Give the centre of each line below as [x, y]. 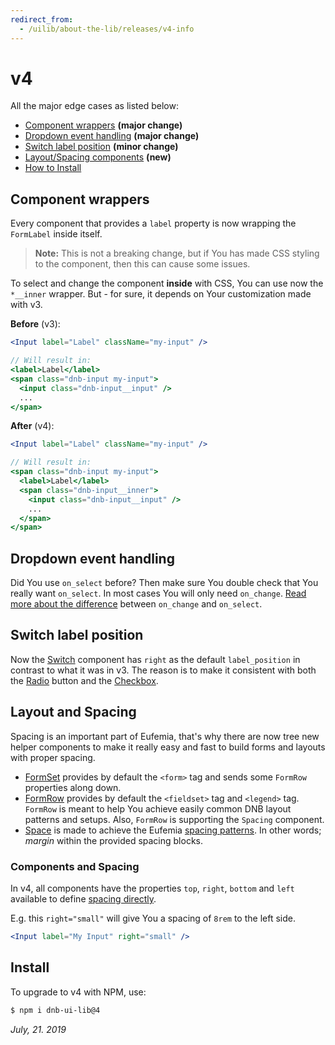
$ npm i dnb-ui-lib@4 [55, 1010]
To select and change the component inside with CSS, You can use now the [167, 283]
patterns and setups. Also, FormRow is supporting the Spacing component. [174, 819]
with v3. [26, 305]
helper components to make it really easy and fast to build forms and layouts [168, 747]
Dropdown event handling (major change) [112, 136]
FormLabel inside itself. [56, 234]
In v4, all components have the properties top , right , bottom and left [152, 888]
